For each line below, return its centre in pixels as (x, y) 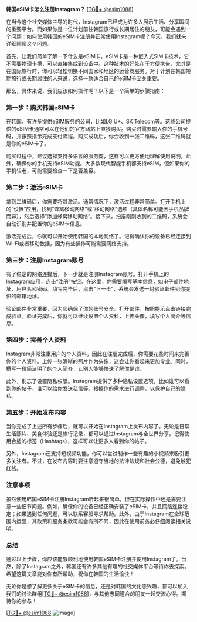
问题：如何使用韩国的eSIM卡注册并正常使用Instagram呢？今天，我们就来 (98, 36)
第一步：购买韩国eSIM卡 (40, 107)
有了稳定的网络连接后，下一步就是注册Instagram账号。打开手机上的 (87, 274)
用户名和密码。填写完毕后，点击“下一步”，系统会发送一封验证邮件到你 (101, 288)
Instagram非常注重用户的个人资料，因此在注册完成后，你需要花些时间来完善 (98, 354)
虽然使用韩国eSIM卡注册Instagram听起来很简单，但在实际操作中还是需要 (94, 499)
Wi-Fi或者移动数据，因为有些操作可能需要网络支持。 (69, 243)
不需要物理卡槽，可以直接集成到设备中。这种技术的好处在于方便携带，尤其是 (98, 64)
